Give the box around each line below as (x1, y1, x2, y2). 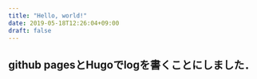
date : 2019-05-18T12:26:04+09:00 (8, 19, 120, 27)
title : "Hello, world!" (8, 11, 88, 20)
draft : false (8, 26, 52, 34)
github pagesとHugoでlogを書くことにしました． (8, 57, 255, 72)
